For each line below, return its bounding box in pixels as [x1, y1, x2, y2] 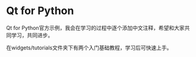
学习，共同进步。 [11, 31, 53, 39]
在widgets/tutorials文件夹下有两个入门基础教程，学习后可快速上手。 [6, 44, 172, 51]
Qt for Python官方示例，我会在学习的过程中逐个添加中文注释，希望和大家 [6, 24, 185, 31]
